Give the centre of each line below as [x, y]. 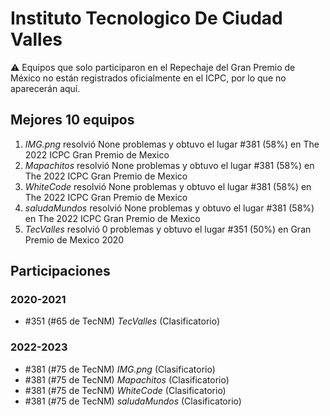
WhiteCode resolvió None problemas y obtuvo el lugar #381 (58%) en [168, 186]
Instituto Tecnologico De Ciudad [146, 18]
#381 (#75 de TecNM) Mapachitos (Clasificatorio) [127, 379]
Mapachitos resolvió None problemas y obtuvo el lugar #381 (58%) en [169, 165]
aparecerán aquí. [45, 88]
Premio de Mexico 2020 [74, 239]
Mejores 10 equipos [72, 120]
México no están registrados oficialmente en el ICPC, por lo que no [148, 78]
